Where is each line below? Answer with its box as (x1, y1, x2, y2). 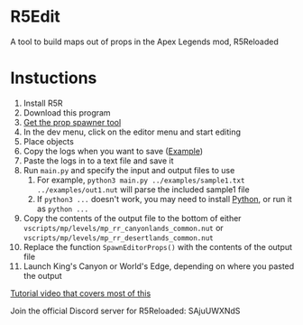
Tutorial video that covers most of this (10, 287, 151, 299)
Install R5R (23, 97, 63, 108)
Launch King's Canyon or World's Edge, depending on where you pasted (23, 260, 295, 272)
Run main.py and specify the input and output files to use (23, 164, 235, 175)
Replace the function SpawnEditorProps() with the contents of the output (23, 241, 292, 252)
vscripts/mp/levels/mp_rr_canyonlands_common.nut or (23, 222, 224, 233)
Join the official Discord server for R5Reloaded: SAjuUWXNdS (10, 305, 241, 316)
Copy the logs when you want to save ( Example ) (23, 145, 204, 156)
